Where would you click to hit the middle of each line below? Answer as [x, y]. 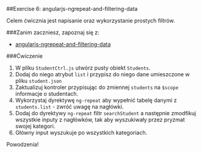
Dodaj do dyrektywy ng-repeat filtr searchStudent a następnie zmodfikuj [106, 113]
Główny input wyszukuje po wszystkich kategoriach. [81, 133]
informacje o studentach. [47, 94]
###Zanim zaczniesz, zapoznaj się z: [53, 32]
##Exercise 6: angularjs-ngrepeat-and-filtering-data [72, 9]
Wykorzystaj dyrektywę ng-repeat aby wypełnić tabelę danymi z [96, 100]
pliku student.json [38, 81]
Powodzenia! [23, 144]
